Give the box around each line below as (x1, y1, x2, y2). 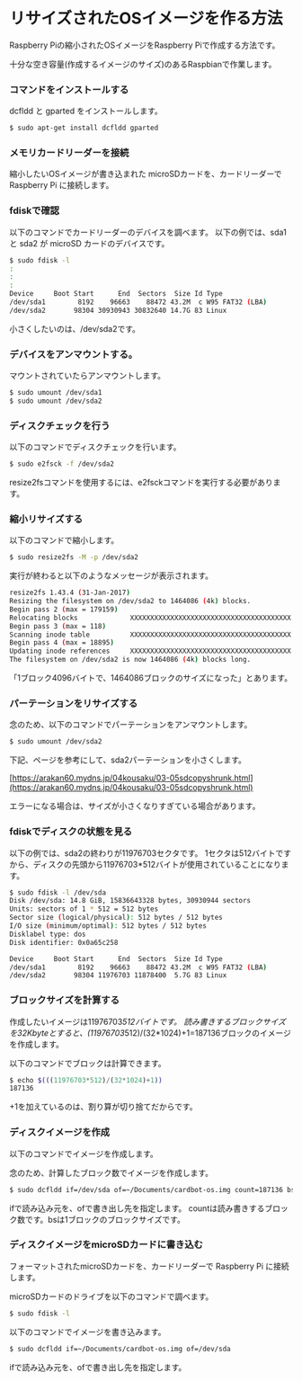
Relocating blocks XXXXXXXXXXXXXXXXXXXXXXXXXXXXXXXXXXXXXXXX (9, 613, 292, 622)
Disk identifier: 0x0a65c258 (9, 938, 119, 947)
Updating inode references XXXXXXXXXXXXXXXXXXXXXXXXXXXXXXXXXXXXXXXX (9, 646, 292, 656)
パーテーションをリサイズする (9, 698, 138, 710)
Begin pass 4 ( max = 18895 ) (9, 638, 115, 647)
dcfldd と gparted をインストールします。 (9, 105, 164, 117)
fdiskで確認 (9, 204, 60, 217)
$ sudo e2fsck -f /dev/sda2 (9, 459, 115, 468)
